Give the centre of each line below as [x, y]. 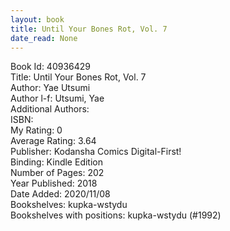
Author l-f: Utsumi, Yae [57, 98]
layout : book [37, 19]
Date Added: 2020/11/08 [60, 194]
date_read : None [44, 38]
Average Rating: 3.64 [53, 141]
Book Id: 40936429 [51, 67]
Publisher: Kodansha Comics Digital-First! [96, 152]
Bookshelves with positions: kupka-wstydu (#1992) [116, 215]
